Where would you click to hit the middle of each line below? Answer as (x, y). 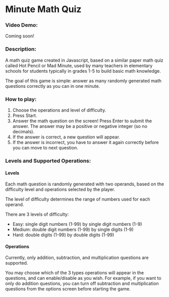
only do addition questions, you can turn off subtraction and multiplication (82, 283)
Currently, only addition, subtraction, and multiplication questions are (77, 258)
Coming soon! (20, 36)
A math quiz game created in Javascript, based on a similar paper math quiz (84, 60)
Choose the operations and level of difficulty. (59, 110)
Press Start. (25, 116)
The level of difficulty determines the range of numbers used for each (78, 199)
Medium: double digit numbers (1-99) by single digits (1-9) (73, 230)
